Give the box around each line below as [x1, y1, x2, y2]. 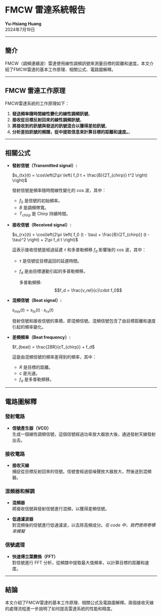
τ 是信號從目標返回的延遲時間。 [19, 258, 82, 264]
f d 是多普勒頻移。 [19, 377, 54, 383]
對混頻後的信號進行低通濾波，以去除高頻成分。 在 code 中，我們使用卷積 [12, 522, 156, 528]
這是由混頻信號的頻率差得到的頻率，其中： [12, 354, 97, 360]
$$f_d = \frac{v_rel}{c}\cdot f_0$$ [54, 287, 122, 293]
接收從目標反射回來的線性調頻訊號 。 [12, 117, 84, 123]
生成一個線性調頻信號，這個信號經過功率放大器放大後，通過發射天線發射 [12, 431, 156, 437]
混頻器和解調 [5, 488, 35, 495]
